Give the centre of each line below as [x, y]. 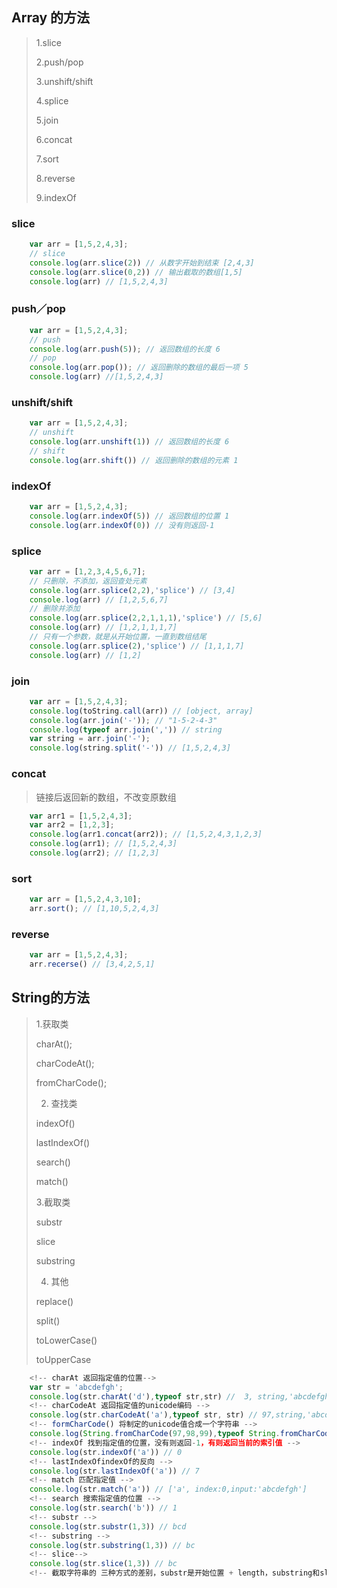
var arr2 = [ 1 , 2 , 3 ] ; [72, 825]
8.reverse [55, 178]
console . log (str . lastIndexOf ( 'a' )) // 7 [114, 1471]
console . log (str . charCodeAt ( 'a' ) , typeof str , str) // [143, 1415]
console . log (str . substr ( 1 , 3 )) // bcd [108, 1526]
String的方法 [51, 998]
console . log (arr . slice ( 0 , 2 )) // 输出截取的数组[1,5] [136, 272]
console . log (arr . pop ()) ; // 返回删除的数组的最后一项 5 [139, 368]
